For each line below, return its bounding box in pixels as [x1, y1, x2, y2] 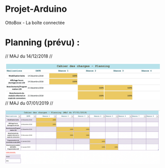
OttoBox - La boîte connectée [5, 20, 65, 26]
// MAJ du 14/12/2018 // [5, 53, 53, 59]
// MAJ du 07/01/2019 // [5, 100, 53, 106]
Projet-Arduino [5, 3, 67, 15]
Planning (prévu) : [5, 37, 80, 48]
